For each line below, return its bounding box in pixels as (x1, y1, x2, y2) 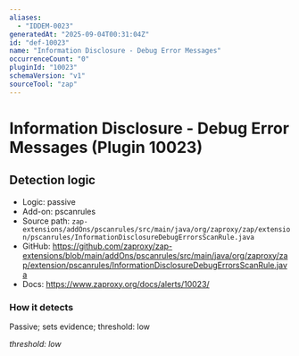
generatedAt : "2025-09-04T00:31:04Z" (9, 30, 150, 38)
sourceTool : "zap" (9, 80, 78, 89)
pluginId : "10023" (9, 64, 78, 72)
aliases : (9, 13, 42, 22)
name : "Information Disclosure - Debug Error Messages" (9, 47, 221, 55)
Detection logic (9, 173, 96, 188)
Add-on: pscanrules (21, 206, 96, 216)
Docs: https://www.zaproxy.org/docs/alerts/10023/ (21, 278, 210, 289)
